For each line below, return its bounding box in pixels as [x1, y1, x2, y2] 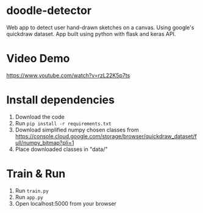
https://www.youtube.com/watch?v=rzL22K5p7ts [6, 71, 130, 79]
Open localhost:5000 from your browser [15, 200, 117, 207]
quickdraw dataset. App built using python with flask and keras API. [6, 30, 176, 37]
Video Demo [6, 52, 70, 66]
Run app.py [15, 193, 44, 201]
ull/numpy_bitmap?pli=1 [15, 139, 74, 146]
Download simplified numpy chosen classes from [15, 126, 139, 133]
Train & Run [6, 167, 66, 180]
